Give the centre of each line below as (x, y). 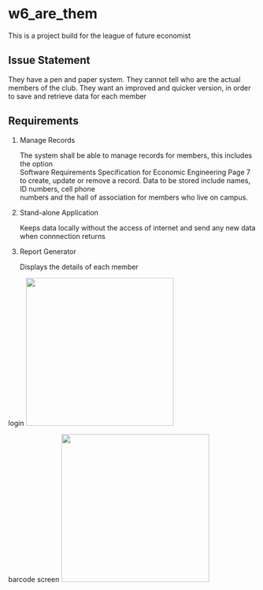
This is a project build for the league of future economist (100, 35)
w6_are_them (53, 14)
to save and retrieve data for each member (78, 96)
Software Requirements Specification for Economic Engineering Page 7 (135, 172)
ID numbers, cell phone (57, 189)
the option (36, 163)
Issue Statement (49, 60)
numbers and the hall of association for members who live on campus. (133, 197)
